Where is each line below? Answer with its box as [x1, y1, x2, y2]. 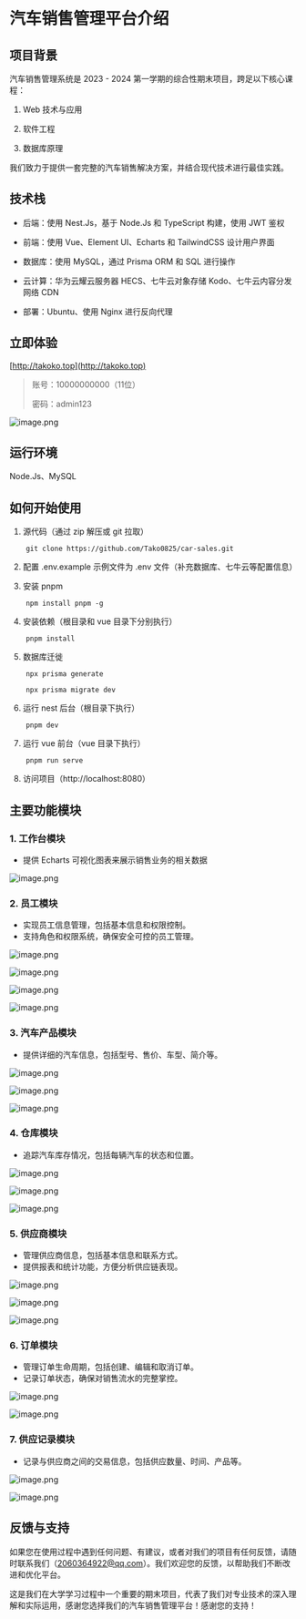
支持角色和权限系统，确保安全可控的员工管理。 [22, 931, 199, 942]
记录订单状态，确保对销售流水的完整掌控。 [22, 1373, 183, 1384]
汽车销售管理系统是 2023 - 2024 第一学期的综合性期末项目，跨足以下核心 [9, 74, 285, 84]
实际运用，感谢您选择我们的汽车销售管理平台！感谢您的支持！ [25, 1600, 257, 1611]
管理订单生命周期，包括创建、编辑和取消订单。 [22, 1361, 199, 1372]
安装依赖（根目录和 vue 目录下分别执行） [22, 616, 178, 627]
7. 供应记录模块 [9, 1433, 76, 1446]
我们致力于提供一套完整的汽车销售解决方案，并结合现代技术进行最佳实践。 [9, 162, 289, 173]
